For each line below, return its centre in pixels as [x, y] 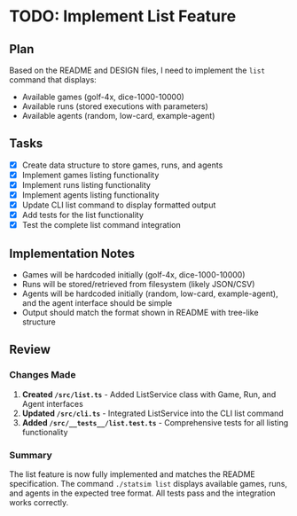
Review [30, 350]
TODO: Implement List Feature [123, 16]
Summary [31, 455]
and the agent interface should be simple [97, 303]
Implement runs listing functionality [86, 184]
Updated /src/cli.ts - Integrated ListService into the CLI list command [152, 413]
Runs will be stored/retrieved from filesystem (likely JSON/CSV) [138, 285]
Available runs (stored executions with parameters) [115, 106]
